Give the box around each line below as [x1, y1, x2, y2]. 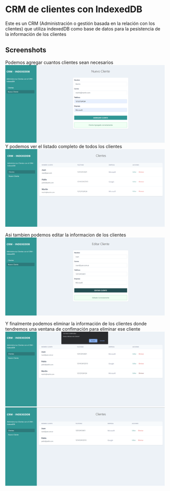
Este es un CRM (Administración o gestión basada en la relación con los [5, 20, 155, 26]
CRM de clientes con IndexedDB [5, 4, 143, 15]
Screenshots [5, 46, 47, 54]
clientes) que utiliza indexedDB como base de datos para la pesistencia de [5, 25, 160, 31]
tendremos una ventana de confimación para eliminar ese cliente [5, 326, 141, 332]
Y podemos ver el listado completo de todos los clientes [5, 144, 122, 150]
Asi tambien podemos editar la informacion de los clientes [5, 232, 126, 238]
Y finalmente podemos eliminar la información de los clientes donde [5, 321, 147, 327]
